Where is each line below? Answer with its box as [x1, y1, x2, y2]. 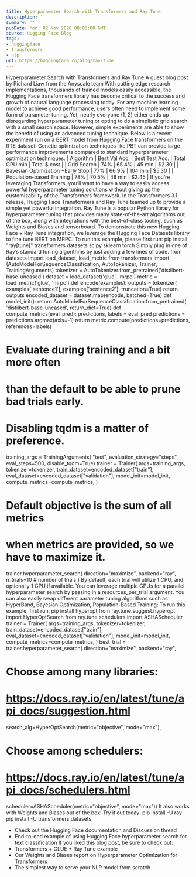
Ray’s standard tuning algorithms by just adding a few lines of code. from [6, 248, 183, 255]
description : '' [6, 14, 46, 20]
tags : [6, 36, 19, 42]
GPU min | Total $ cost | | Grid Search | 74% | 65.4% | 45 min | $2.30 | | [6, 161, 179, 168]
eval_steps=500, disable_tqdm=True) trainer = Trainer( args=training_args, [6, 459, 185, 466]
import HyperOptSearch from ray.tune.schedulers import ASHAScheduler [6, 613, 183, 620]
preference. [6, 434, 65, 448]
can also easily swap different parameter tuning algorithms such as [6, 595, 168, 602]
